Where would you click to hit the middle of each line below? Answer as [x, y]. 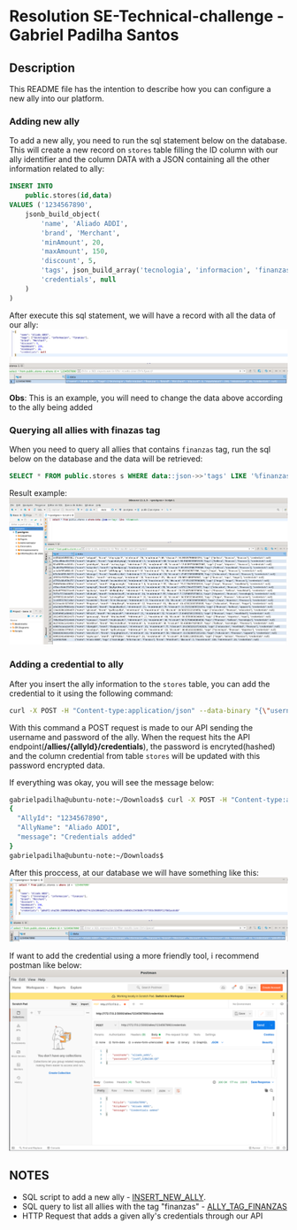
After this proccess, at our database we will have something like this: [134, 872]
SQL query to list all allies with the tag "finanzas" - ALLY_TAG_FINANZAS [154, 1206]
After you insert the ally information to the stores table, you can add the [140, 684]
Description [42, 68]
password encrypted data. [57, 765]
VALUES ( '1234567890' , [51, 205]
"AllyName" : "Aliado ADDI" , [69, 828]
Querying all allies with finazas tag [85, 429]
